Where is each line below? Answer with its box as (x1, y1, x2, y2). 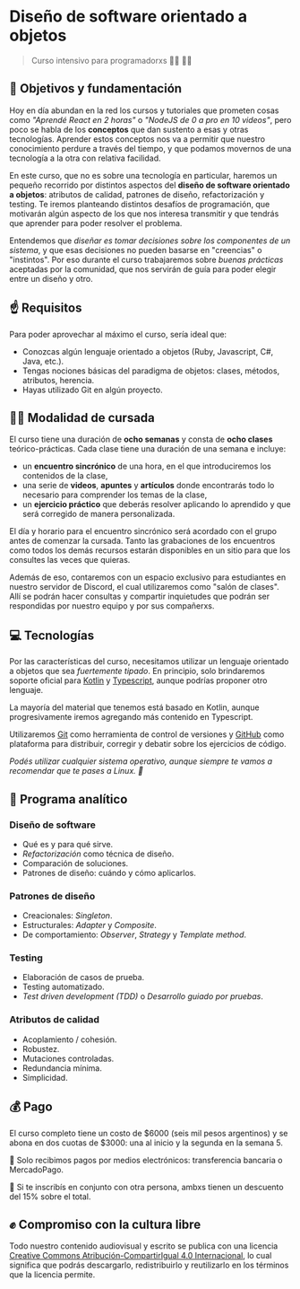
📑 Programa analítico (9, 792, 128, 807)
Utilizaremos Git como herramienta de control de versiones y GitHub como (9, 729, 285, 740)
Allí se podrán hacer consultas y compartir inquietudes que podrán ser (9, 591, 270, 602)
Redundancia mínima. (21, 1062, 103, 1074)
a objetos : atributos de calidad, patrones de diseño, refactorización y (9, 189, 265, 199)
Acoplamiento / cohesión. (21, 1034, 117, 1045)
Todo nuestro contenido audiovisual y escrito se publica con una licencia (9, 1241, 279, 1251)
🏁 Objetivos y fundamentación (9, 81, 182, 96)
